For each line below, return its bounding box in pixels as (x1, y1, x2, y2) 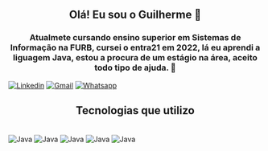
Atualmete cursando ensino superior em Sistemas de (29, 32, 241, 43)
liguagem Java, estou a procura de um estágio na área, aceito (13, 52, 258, 63)
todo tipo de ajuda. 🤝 (93, 62, 177, 73)
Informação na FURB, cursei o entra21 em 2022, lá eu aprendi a (10, 42, 261, 53)
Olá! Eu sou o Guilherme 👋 (68, 8, 202, 22)
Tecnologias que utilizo (76, 104, 195, 117)
